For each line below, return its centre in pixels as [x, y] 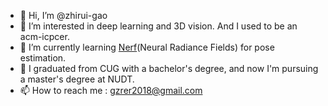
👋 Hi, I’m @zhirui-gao [63, 15]
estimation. [43, 58]
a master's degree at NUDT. [77, 79]
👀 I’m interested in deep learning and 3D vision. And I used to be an [158, 26]
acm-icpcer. [44, 36]
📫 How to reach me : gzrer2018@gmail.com [111, 90]
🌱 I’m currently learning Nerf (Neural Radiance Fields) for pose [147, 47]
